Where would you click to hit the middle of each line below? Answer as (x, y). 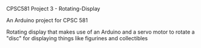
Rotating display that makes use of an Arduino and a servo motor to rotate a (100, 32)
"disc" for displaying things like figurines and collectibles (77, 38)
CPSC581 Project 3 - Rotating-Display (53, 9)
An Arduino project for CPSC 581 (47, 20)
